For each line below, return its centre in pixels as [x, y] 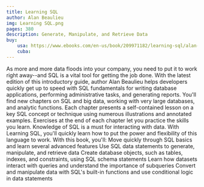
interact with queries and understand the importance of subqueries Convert [101, 165]
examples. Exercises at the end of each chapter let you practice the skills [98, 120]
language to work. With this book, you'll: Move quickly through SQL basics [99, 140]
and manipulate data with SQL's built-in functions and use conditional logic [100, 172]
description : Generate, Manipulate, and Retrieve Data [77, 35]
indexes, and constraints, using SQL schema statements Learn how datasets [102, 159]
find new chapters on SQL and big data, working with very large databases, [101, 101]
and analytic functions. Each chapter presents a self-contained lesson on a [100, 107]
